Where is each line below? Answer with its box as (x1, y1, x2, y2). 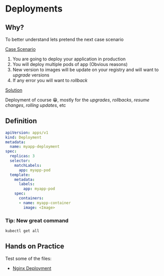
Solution (5, 87, 23, 93)
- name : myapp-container (18, 200, 71, 205)
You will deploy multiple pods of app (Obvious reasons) (12, 61, 128, 67)
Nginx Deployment (12, 265, 51, 271)
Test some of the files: (5, 255, 52, 261)
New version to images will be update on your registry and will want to (12, 66, 159, 73)
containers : (18, 196, 44, 201)
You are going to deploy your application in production (12, 56, 126, 62)
